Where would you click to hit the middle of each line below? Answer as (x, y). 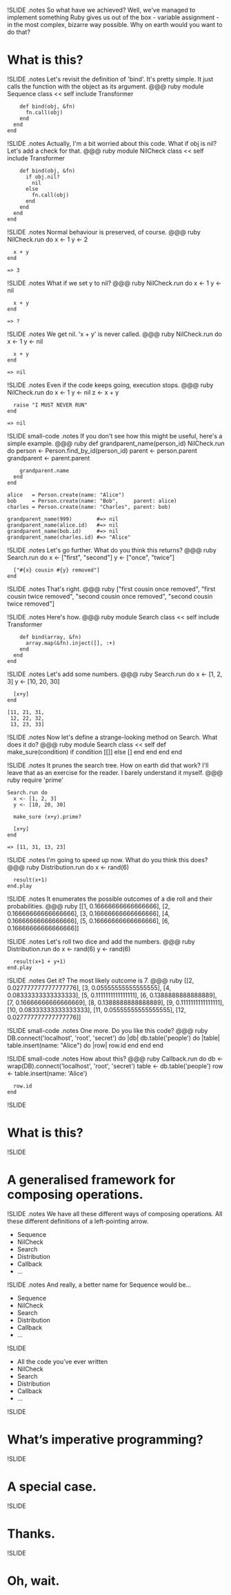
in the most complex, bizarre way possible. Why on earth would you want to (115, 25)
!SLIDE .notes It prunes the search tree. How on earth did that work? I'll (108, 765)
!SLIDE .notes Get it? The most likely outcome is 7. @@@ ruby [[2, (101, 980)
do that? (19, 32)
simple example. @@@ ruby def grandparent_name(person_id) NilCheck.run (116, 443)
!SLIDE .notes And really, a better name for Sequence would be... (99, 1285)
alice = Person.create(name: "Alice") (66, 495)
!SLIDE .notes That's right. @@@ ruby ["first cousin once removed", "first (111, 589)
